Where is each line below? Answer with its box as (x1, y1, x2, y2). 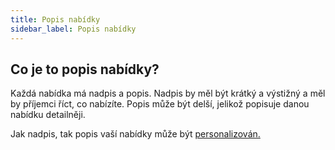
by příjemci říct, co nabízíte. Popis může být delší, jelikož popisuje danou (10, 98, 310, 110)
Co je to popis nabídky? (10, 61, 160, 78)
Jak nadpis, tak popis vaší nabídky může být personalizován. (10, 128, 261, 140)
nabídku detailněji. (10, 109, 86, 121)
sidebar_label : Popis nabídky (10, 24, 137, 34)
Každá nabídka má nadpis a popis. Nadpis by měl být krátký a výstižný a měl (10, 87, 326, 100)
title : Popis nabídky (10, 14, 101, 25)
